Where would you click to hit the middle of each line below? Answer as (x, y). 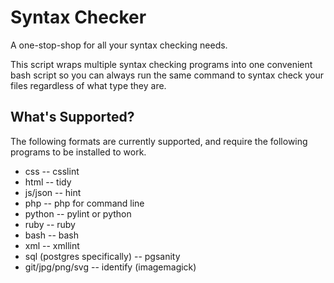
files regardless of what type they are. (88, 85)
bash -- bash (52, 235)
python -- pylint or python (78, 213)
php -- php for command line (84, 203)
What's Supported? (72, 117)
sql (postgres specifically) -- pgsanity (102, 256)
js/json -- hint (53, 192)
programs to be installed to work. (78, 152)
